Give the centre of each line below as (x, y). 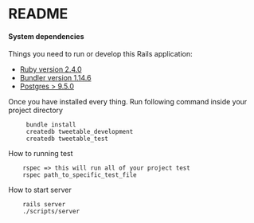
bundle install (51, 125)
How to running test (41, 154)
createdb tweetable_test (67, 139)
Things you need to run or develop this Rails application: (100, 54)
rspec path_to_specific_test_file (80, 175)
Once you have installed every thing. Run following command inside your (128, 102)
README (38, 14)
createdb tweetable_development (80, 132)
